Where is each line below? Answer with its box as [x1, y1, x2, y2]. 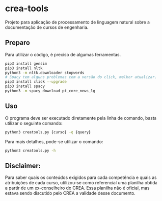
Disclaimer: [5, 161, 41, 170]
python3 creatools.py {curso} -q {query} [5, 129, 91, 135]
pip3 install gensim [5, 61, 48, 66]
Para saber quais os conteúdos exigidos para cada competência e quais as [5, 175, 157, 180]
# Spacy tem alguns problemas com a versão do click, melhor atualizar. [5, 75, 157, 80]
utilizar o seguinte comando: [5, 120, 63, 126]
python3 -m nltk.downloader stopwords [5, 70, 84, 75]
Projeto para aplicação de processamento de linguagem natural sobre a [5, 19, 150, 25]
